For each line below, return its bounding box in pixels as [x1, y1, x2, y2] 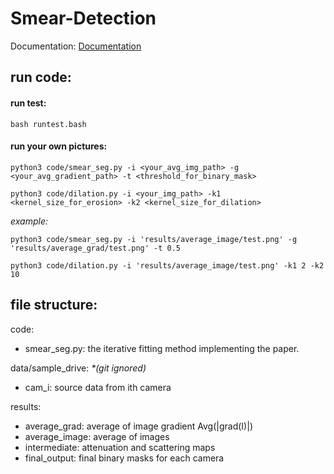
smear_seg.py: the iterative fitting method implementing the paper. [24, 342, 300, 354]
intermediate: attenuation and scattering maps [24, 441, 216, 453]
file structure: [10, 297, 98, 314]
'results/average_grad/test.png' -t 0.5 [10, 243, 182, 253]
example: [10, 215, 48, 227]
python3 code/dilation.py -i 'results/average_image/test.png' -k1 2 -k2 [10, 260, 325, 271]
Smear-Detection [10, 7, 157, 30]
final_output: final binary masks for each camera [24, 452, 225, 464]
